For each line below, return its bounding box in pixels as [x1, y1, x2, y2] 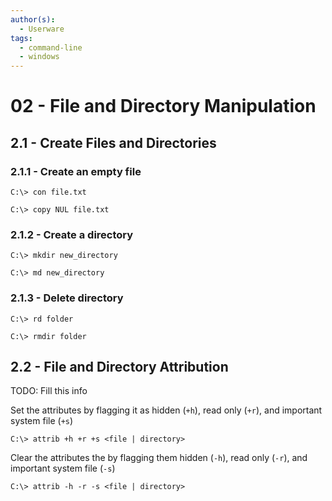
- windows [19, 52, 60, 62]
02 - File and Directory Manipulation [10, 95, 317, 118]
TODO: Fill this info [10, 385, 88, 397]
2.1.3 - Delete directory [10, 291, 124, 305]
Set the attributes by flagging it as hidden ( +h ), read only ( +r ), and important [10, 404, 323, 416]
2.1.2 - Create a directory [10, 227, 134, 241]
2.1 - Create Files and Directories [10, 134, 217, 151]
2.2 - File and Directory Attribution [10, 358, 229, 375]
